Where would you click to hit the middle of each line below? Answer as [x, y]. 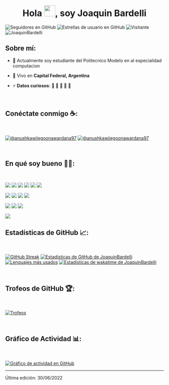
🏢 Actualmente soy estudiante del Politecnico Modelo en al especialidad [87, 60]
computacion [26, 66]
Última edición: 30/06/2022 [34, 377]
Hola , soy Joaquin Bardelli [84, 13]
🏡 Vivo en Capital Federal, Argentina [51, 75]
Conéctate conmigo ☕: [41, 114]
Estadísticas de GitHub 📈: [47, 232]
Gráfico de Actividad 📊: [44, 339]
